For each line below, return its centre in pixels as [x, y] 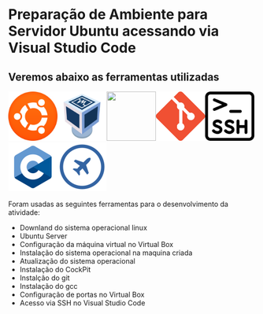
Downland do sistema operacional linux [83, 227]
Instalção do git [44, 278]
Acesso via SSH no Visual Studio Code [82, 303]
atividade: [24, 212]
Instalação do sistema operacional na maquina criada [106, 253]
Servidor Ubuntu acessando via [113, 31]
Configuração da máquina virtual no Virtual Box [96, 244]
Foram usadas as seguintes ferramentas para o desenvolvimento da [118, 204]
